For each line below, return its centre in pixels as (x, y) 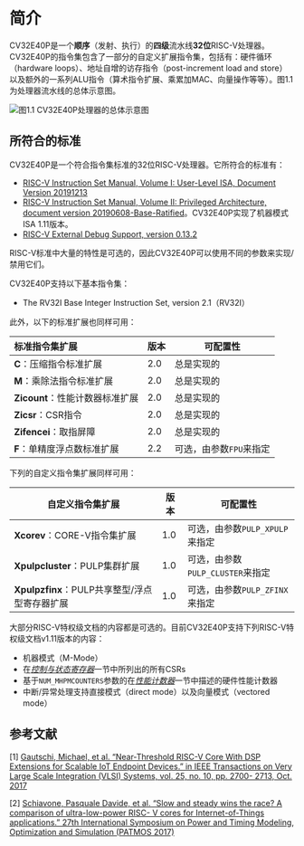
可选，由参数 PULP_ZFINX (237, 589)
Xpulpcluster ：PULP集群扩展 (77, 566)
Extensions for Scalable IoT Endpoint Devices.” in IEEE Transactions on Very (151, 766)
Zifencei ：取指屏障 (55, 432)
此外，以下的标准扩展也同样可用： (73, 321)
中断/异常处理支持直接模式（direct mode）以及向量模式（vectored (146, 691)
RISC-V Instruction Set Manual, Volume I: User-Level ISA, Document (149, 183)
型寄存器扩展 (42, 603)
